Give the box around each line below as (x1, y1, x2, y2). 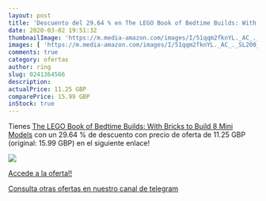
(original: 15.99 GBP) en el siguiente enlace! (8, 138, 150, 148)
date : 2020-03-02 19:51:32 (8, 26, 97, 34)
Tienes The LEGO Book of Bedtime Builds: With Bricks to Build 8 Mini (8, 122, 234, 131)
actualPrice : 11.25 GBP (8, 85, 87, 93)
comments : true (8, 48, 59, 56)
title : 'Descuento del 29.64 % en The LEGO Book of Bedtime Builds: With (8, 19, 257, 27)
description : (8, 78, 51, 85)
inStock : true (8, 100, 55, 108)
